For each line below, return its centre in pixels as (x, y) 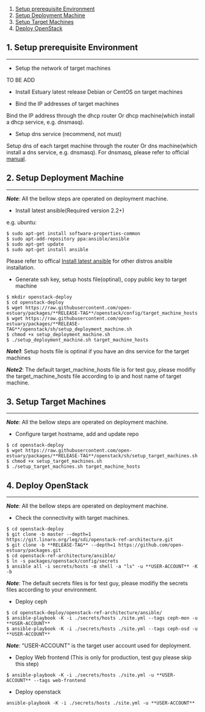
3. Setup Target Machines (56, 402)
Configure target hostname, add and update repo (77, 434)
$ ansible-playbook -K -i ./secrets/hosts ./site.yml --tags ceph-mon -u (102, 618)
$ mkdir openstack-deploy (39, 297)
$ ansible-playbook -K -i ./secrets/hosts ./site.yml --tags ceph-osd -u (102, 629)
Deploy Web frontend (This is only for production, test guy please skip (103, 658)
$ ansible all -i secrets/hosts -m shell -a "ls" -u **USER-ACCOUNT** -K (102, 567)
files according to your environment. (52, 590)
